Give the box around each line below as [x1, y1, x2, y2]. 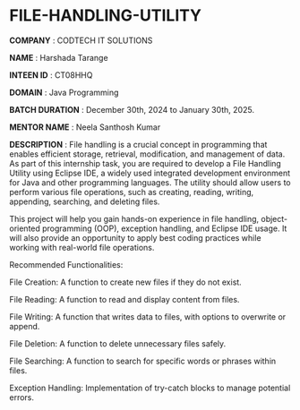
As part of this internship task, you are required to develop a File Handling [9, 158, 282, 168]
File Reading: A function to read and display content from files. [9, 294, 240, 304]
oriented [9, 223, 40, 234]
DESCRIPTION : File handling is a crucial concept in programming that [9, 139, 268, 149]
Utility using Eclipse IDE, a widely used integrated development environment [9, 167, 291, 178]
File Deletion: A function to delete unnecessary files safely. [9, 337, 227, 349]
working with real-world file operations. [9, 242, 155, 252]
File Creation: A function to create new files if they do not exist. [9, 277, 242, 287]
